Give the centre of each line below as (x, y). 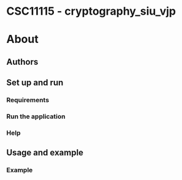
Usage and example (45, 153)
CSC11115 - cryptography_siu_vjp (91, 11)
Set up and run (35, 83)
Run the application (36, 116)
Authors (22, 62)
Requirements (28, 100)
